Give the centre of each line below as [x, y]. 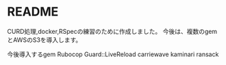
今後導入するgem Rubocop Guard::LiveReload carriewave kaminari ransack [113, 54]
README [33, 12]
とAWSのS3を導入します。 [45, 40]
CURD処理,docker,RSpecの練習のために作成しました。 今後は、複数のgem [112, 31]
